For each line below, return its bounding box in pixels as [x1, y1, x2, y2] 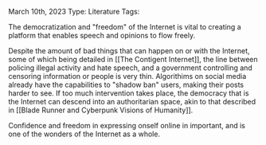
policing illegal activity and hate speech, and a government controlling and [8, 63, 252, 72]
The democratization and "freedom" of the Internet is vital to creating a [8, 22, 241, 31]
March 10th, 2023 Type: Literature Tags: [8, 7, 140, 16]
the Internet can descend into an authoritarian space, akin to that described [8, 97, 256, 106]
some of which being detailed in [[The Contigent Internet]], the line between [8, 55, 258, 64]
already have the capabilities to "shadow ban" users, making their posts [8, 80, 244, 89]
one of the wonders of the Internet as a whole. [8, 129, 161, 139]
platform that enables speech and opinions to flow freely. [8, 31, 196, 40]
